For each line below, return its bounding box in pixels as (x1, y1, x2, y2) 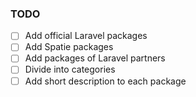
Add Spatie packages (24, 41, 114, 53)
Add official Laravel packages (24, 30, 148, 42)
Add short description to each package (24, 75, 187, 87)
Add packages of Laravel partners (24, 52, 166, 64)
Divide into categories (24, 63, 116, 76)
